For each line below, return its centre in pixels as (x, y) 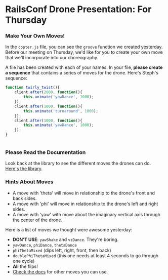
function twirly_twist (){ (32, 88)
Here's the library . (24, 169)
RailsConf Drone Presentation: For (78, 9)
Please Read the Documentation (46, 152)
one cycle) (24, 261)
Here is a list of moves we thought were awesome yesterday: (69, 229)
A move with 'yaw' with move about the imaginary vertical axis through (86, 214)
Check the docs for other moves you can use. (60, 271)
